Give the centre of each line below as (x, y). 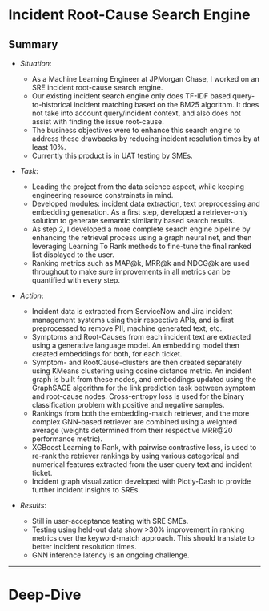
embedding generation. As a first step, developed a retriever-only (140, 212)
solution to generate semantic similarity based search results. (133, 221)
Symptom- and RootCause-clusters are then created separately (137, 362)
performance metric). (67, 439)
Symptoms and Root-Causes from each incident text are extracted (141, 337)
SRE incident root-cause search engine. (97, 87)
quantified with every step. (76, 280)
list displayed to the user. (73, 255)
